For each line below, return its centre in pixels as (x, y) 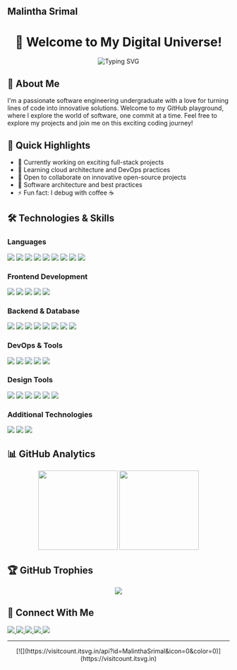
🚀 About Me (34, 84)
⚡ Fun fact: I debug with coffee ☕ (66, 193)
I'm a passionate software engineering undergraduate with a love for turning (118, 101)
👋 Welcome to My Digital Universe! (119, 42)
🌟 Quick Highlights (49, 145)
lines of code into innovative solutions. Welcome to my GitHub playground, (116, 108)
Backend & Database (43, 311)
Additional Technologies (50, 414)
